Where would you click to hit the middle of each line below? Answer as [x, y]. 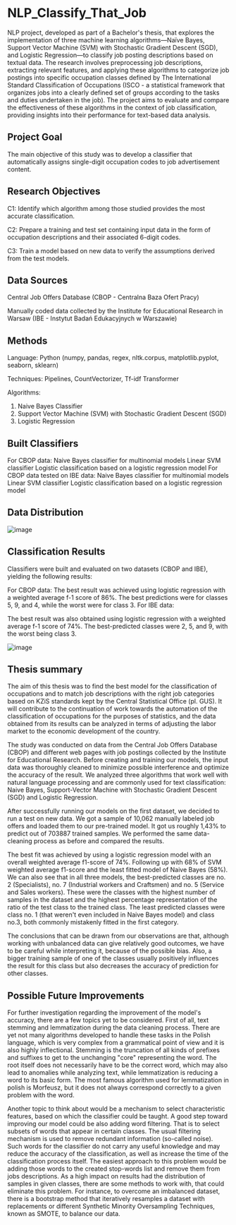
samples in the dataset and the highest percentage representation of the [112, 900]
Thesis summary [45, 669]
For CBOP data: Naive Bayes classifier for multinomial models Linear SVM [114, 460]
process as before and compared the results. [99, 841]
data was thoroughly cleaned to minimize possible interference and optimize [118, 768]
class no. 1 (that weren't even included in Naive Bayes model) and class [111, 915]
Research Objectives [54, 192]
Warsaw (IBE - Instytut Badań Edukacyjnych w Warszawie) [92, 318]
